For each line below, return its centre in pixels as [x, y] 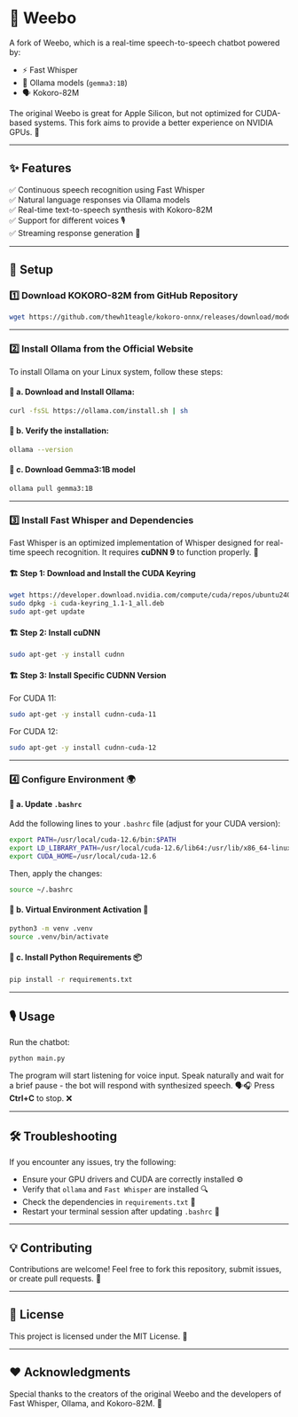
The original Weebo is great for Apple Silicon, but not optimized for [131, 113]
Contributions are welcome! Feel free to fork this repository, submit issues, [145, 1269]
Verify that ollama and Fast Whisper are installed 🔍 [115, 1190]
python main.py [37, 1059]
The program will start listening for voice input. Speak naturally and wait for [147, 1076]
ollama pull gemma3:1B [51, 488]
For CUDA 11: [33, 698]
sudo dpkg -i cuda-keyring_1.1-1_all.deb [87, 604]
